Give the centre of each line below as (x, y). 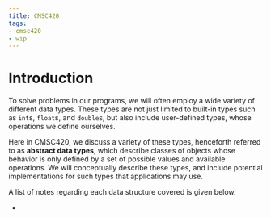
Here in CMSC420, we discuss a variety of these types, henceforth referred (135, 142)
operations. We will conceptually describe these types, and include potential (135, 168)
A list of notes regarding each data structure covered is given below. (122, 192)
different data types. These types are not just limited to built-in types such (132, 109)
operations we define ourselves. (62, 127)
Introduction (51, 78)
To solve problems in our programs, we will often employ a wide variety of (132, 101)
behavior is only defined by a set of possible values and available (117, 159)
